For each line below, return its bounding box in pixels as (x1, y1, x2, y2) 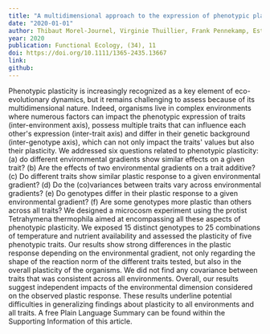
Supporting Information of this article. (8, 316, 133, 326)
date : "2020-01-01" (8, 19, 74, 27)
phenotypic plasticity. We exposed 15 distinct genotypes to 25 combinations (8, 222, 261, 232)
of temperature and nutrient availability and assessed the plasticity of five (8, 230, 252, 241)
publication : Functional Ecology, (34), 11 (8, 42, 157, 50)
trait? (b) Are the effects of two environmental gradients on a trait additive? (8, 162, 256, 173)
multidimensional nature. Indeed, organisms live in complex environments (8, 103, 252, 112)
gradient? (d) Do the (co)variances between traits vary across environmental (8, 180, 262, 189)
